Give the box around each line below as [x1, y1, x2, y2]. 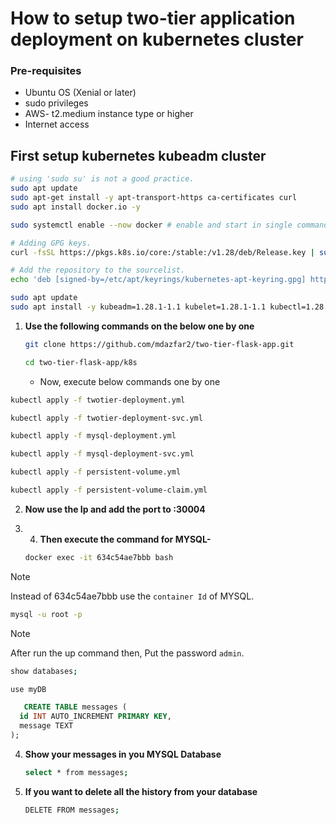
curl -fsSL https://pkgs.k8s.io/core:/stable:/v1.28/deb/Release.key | [10, 247, 315, 257]
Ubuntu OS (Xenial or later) [24, 87, 137, 99]
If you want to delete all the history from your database [24, 785, 258, 797]
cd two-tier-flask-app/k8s [24, 357, 138, 367]
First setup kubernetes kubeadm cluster [10, 147, 267, 164]
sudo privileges [24, 97, 89, 109]
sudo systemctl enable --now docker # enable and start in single [10, 220, 293, 230]
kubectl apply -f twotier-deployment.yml [10, 395, 186, 405]
